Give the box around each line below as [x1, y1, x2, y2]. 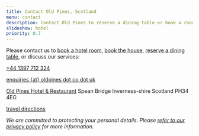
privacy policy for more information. [6, 123, 94, 130]
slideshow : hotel [6, 25, 49, 31]
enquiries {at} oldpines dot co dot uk [6, 76, 96, 83]
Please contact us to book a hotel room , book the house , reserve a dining [6, 47, 185, 54]
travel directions [6, 105, 46, 112]
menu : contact [6, 14, 41, 20]
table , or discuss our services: [6, 53, 80, 60]
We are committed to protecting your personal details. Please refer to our [6, 116, 185, 124]
